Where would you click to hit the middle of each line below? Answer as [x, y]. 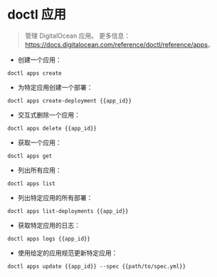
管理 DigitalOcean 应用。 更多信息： [78, 36]
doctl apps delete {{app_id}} [52, 128]
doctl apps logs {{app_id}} [49, 239]
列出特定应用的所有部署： [55, 197]
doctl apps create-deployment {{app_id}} [70, 100]
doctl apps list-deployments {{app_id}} [68, 211]
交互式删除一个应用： [49, 115]
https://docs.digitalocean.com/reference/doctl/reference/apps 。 [120, 44]
